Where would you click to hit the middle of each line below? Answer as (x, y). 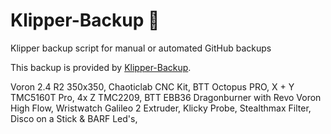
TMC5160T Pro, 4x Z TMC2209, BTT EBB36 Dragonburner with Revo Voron (166, 97)
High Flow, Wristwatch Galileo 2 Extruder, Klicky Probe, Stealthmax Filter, (161, 108)
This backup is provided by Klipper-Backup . (101, 67)
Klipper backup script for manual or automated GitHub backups (141, 48)
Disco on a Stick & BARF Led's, (74, 118)
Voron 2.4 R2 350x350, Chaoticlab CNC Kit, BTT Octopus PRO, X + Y (152, 86)
